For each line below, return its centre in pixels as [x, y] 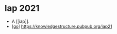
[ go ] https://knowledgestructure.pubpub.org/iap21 [62, 26]
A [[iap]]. [20, 21]
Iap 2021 [22, 8]
